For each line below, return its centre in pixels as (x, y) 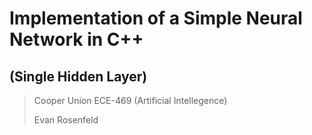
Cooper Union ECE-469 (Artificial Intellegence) (130, 100)
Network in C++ (76, 39)
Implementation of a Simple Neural (156, 18)
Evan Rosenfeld (66, 120)
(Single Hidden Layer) (78, 76)
